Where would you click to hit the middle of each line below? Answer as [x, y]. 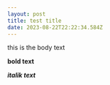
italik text [22, 75]
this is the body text [36, 48]
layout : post [27, 14]
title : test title [34, 21]
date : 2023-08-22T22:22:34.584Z [55, 27]
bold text [21, 61]
